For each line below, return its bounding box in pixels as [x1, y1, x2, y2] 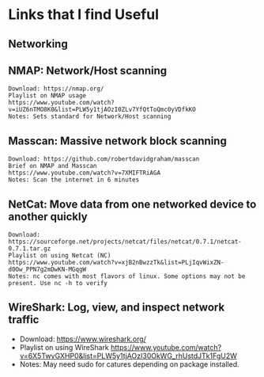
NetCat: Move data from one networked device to [8, 197, 257, 211]
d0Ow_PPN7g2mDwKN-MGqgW [8, 265, 87, 274]
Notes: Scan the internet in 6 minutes [8, 176, 140, 184]
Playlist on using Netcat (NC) [8, 252, 111, 260]
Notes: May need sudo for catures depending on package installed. [19, 359, 239, 369]
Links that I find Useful [8, 6, 160, 24]
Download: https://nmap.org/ [8, 85, 104, 93]
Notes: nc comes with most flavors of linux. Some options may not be [8, 272, 246, 280]
